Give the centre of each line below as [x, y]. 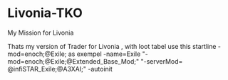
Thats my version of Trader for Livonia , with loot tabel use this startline [112, 46]
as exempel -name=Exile [104, 54]
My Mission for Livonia [41, 33]
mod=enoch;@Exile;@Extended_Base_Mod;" [73, 61]
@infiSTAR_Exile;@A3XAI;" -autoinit [60, 69]
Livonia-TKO [45, 13]
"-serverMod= [162, 61]
